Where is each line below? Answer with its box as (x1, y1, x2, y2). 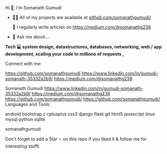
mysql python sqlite (5, 116, 46, 122)
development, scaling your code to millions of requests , (5, 51, 124, 57)
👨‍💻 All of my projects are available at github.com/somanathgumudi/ (12, 14, 151, 20)
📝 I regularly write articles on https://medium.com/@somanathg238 (12, 24, 151, 30)
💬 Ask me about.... (12, 34, 50, 39)
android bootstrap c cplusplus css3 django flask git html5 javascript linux (5, 111, 156, 117)
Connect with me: (5, 60, 41, 66)
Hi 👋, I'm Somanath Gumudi (5, 5, 62, 10)
